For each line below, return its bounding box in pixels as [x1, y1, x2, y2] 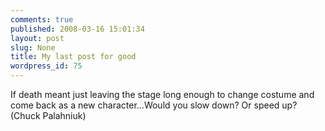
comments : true [10, 14, 74, 25]
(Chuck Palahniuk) [10, 110, 87, 121]
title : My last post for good [10, 52, 137, 62]
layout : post [10, 33, 65, 43]
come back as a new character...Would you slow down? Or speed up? [10, 99, 298, 111]
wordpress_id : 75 [10, 61, 83, 71]
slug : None [10, 42, 56, 53]
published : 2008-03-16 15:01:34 [10, 24, 145, 34]
